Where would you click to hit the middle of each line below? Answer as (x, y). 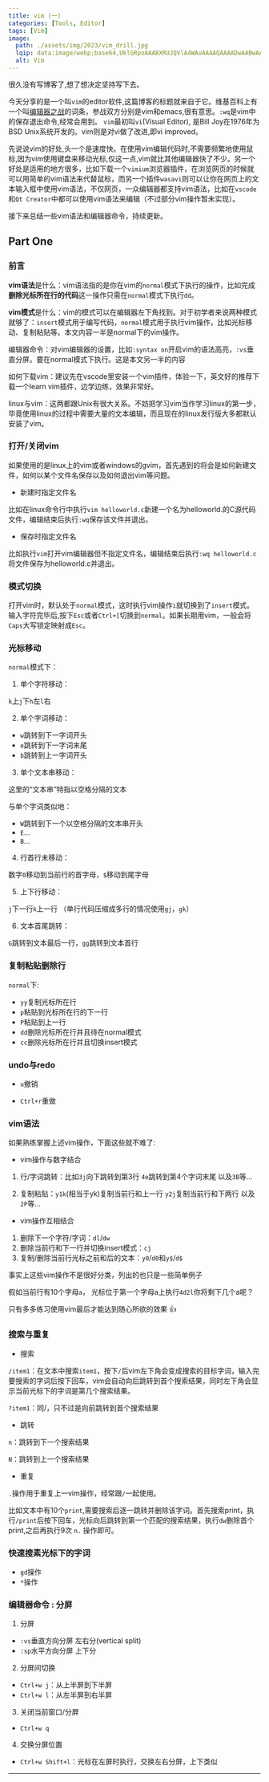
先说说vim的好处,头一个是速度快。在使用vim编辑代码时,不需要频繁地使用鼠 (131, 148)
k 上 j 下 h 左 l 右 (30, 701)
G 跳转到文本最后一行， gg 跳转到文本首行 (73, 943)
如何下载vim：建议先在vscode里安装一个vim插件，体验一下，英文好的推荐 (130, 376)
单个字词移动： (44, 718)
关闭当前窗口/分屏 (49, 1712)
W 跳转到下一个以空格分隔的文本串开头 (81, 824)
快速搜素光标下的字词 (49, 1552)
